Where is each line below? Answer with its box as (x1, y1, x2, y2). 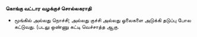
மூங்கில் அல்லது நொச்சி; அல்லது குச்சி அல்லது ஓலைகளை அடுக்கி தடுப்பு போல (14, 17, 191, 23)
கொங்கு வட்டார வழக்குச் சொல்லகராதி (5, 5, 92, 12)
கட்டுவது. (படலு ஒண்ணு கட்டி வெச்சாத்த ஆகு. (14, 23, 119, 30)
